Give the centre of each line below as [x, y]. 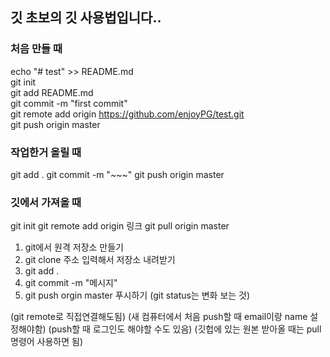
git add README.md [52, 92]
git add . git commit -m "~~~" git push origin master [117, 174]
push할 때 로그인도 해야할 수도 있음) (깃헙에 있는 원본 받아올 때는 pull [186, 329]
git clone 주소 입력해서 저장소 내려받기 [100, 260]
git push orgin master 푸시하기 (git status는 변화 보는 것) [137, 295]
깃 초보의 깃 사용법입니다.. [86, 18]
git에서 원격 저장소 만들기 [74, 247]
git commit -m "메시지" [71, 283]
